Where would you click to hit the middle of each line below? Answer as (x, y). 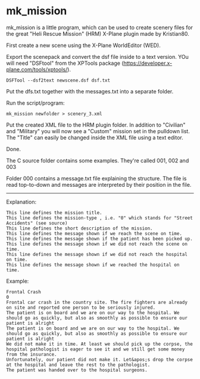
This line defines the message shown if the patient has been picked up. (100, 239)
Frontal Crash (24, 292)
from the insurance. (32, 354)
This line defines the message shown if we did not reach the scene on (97, 244)
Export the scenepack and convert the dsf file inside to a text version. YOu (97, 57)
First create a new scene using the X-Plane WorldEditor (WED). (83, 45)
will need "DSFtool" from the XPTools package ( (65, 63)
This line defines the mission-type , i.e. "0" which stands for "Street (100, 218)
